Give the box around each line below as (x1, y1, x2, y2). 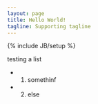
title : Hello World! (7, 17, 67, 23)
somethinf (27, 76, 57, 84)
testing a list (7, 55, 42, 63)
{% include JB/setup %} (7, 42, 76, 50)
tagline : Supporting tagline (7, 23, 91, 30)
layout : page (7, 10, 45, 17)
